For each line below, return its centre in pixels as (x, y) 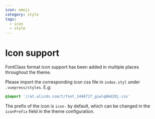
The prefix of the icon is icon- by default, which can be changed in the (78, 106)
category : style (22, 14)
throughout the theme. (28, 72)
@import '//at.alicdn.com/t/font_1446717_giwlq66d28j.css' (68, 96)
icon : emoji (17, 10)
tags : (11, 19)
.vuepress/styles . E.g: (28, 87)
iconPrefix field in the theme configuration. (50, 111)
